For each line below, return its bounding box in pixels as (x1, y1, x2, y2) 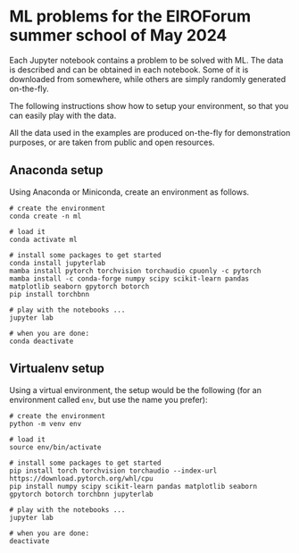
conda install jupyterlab (9, 258, 105, 267)
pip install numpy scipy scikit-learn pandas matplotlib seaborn (9, 482, 257, 490)
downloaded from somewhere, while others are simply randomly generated (9, 73, 287, 84)
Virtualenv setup (9, 361, 105, 376)
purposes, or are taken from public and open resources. (9, 137, 215, 147)
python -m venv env (9, 419, 82, 428)
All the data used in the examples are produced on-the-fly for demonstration (9, 127, 291, 138)
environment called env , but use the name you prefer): (9, 394, 208, 405)
